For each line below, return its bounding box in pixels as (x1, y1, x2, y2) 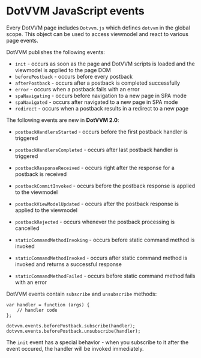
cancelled (14, 224, 40, 232)
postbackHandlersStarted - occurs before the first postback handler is (14, 128, 188, 135)
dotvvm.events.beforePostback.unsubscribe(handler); (6, 328, 141, 334)
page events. (6, 37, 39, 44)
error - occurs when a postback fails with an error (14, 85, 140, 93)
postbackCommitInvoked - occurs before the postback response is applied (14, 182, 196, 189)
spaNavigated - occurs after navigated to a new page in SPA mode (14, 98, 178, 106)
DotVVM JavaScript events (6, 4, 145, 18)
